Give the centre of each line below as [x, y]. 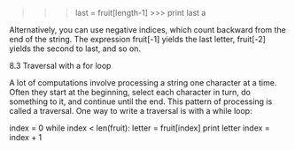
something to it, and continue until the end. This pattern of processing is [141, 101]
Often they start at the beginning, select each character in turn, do [130, 92]
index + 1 [26, 137]
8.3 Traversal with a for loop [60, 66]
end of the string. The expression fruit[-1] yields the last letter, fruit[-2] [137, 39]
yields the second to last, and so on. [75, 49]
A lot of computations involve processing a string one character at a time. [143, 82]
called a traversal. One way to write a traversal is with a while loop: [131, 111]
